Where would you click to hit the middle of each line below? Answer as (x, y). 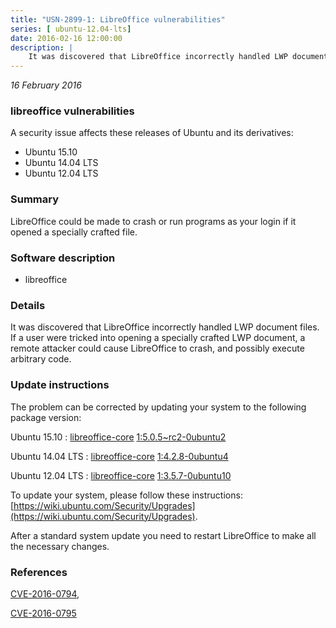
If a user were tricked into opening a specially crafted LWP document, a (158, 338)
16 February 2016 (46, 85)
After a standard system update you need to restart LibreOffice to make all (163, 535)
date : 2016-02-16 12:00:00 (66, 38)
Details (28, 305)
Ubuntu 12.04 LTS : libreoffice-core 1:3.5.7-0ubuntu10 (121, 475)
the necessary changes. (60, 546)
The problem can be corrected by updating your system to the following (158, 407)
